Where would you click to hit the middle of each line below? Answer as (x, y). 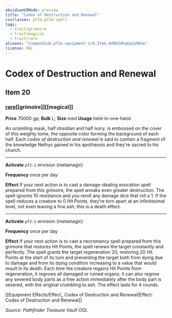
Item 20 (18, 93)
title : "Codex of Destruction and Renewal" (52, 15)
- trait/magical (27, 34)
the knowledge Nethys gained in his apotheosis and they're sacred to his (82, 145)
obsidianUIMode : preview (32, 10)
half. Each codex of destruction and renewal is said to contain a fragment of (85, 139)
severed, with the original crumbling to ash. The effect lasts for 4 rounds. (82, 285)
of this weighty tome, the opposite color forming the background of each (82, 133)
